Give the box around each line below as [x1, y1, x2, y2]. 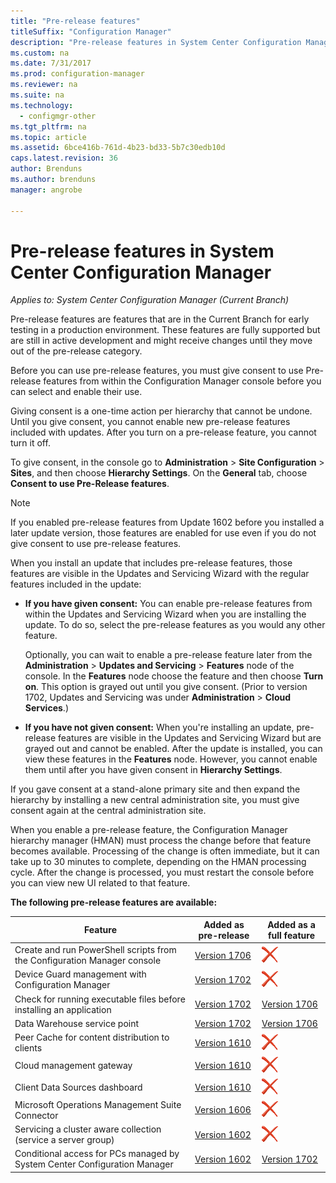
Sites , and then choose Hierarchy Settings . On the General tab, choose [10, 467, 308, 479]
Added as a [267, 918, 316, 930]
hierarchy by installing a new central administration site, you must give [10, 794, 300, 806]
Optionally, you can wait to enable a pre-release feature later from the [24, 649, 313, 661]
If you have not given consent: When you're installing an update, [24, 721, 295, 734]
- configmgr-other [19, 111, 97, 121]
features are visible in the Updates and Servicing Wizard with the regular [10, 568, 310, 580]
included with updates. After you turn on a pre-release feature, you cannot [10, 426, 317, 439]
